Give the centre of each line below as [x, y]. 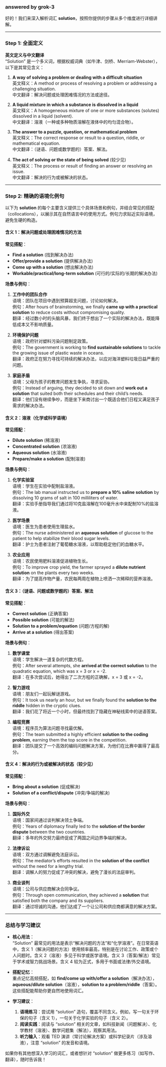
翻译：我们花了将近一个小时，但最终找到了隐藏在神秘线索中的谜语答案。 [86, 711]
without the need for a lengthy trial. [48, 866]
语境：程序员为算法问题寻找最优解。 [49, 728]
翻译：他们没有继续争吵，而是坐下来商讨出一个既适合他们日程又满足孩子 [86, 399]
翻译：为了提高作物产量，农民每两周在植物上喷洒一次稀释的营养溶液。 [84, 579]
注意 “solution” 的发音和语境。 [61, 1043]
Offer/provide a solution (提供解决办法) [52, 261]
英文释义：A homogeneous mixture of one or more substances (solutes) [86, 110]
